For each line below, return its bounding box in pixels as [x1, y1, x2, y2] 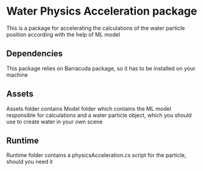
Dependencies [6, 49, 63, 59]
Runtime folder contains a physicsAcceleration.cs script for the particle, [6, 152, 187, 159]
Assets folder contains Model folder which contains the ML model [6, 105, 172, 112]
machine [6, 71, 29, 79]
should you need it [6, 158, 53, 166]
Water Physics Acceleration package [6, 4, 198, 18]
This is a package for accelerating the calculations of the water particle [6, 24, 185, 32]
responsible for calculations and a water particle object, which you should [6, 111, 192, 119]
